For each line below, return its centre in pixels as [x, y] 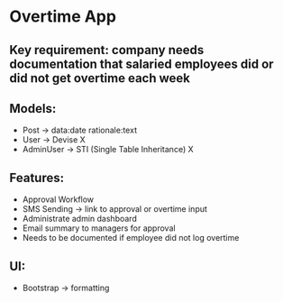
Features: [37, 178]
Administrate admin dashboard [79, 219]
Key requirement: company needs [107, 50]
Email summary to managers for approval [99, 228]
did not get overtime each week [100, 78]
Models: [33, 109]
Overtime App [63, 17]
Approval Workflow [58, 199]
